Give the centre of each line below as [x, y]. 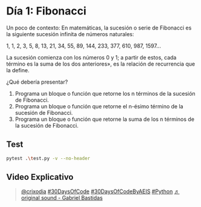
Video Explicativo [40, 177]
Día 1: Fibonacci [46, 11]
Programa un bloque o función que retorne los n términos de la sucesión [105, 93]
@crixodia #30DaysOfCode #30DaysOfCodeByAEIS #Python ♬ [100, 191]
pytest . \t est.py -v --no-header [48, 158]
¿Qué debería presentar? [37, 82]
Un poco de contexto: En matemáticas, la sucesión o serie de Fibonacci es [99, 28]
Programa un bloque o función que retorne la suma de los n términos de [105, 119]
